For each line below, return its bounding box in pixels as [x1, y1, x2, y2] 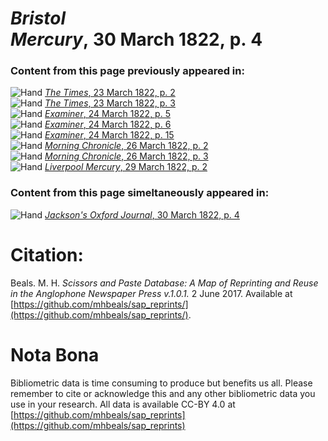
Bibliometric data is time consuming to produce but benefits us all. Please [10, 377, 313, 389]
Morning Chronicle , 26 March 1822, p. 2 [44, 140, 209, 152]
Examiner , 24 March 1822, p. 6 [44, 118, 172, 131]
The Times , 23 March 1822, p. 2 [44, 87, 176, 99]
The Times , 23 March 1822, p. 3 [44, 97, 176, 109]
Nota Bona [10, 343, 100, 366]
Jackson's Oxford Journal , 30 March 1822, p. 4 [44, 208, 240, 221]
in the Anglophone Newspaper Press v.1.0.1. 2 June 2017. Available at [10, 287, 293, 299]
